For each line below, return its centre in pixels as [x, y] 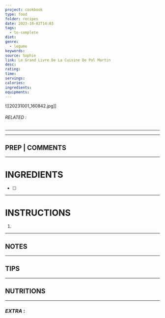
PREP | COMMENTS [36, 147]
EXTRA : [15, 311]
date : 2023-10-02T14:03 [29, 23]
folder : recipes [22, 19]
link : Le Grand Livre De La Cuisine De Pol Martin [58, 60]
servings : [15, 78]
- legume [18, 46]
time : [11, 74]
